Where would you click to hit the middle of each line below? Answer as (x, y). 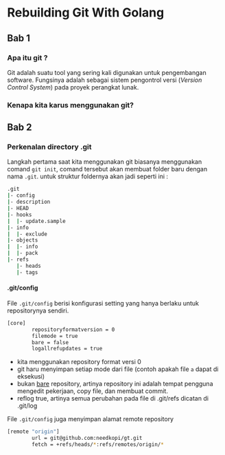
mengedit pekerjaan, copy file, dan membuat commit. (92, 391)
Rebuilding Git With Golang (86, 13)
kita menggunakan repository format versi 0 (79, 362)
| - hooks (20, 215)
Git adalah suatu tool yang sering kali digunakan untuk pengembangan (107, 72)
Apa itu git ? (27, 58)
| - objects (23, 240)
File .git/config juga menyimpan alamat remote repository (90, 419)
